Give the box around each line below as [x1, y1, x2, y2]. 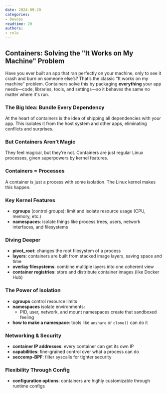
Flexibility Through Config [5, 366, 70, 373]
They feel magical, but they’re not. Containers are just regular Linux [5, 149, 144, 155]
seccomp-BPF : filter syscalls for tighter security [12, 353, 112, 360]
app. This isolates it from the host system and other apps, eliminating [5, 120, 147, 126]
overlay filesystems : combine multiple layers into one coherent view [12, 263, 154, 270]
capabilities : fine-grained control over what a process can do [12, 348, 140, 354]
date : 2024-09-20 [5, 7, 41, 12]
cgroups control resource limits [12, 298, 77, 304]
